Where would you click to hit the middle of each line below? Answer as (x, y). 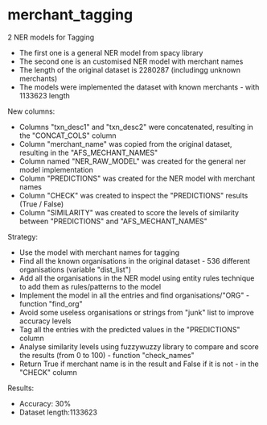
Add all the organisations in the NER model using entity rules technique (137, 278)
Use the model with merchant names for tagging (99, 252)
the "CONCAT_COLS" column (68, 135)
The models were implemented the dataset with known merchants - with (139, 87)
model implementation (56, 169)
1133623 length (44, 95)
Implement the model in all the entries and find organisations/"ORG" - (134, 295)
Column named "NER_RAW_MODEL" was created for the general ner (133, 161)
